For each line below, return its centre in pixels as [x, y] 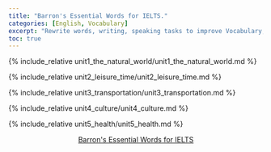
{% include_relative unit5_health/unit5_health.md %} [96, 124]
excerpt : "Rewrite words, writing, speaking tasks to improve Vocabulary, [137, 31]
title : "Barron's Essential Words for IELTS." [88, 16]
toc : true [25, 38]
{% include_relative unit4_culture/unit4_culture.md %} [98, 108]
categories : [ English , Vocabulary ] [68, 23]
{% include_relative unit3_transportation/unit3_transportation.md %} [122, 93]
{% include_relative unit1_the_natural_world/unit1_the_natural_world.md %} [133, 61]
